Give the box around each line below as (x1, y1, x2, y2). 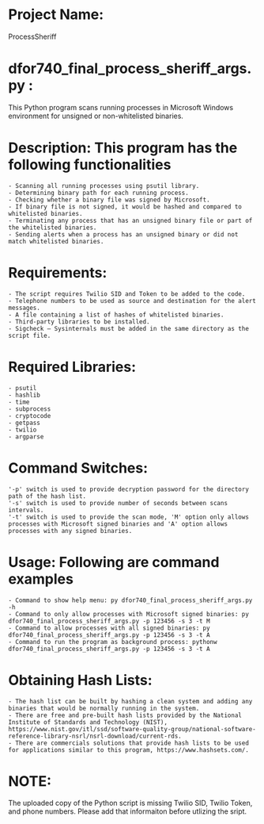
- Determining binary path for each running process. (8, 189, 190, 197)
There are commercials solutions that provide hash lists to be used (15, 739, 249, 747)
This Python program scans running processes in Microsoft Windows (8, 102, 234, 112)
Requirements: (8, 264, 107, 282)
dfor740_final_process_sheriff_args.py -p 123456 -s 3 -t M (8, 617, 211, 625)
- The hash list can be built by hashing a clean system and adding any (8, 697, 253, 705)
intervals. (8, 506, 44, 514)
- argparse (8, 432, 44, 441)
